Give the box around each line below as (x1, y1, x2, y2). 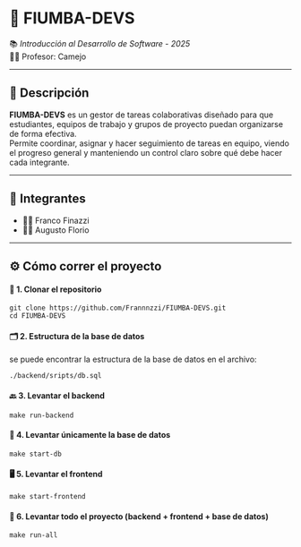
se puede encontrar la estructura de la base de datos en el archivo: (9, 354, 257, 365)
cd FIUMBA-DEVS (9, 312, 66, 321)
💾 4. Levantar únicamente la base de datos (9, 430, 171, 440)
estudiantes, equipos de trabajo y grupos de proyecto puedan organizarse (9, 118, 284, 129)
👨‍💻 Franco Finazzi (21, 215, 90, 226)
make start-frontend (9, 491, 87, 500)
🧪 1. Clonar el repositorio (9, 284, 102, 295)
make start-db (9, 449, 63, 458)
